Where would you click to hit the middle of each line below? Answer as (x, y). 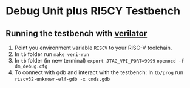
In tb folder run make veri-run (52, 54)
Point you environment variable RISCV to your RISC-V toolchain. (93, 48)
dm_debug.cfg (31, 66)
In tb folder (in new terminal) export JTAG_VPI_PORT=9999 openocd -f (99, 61)
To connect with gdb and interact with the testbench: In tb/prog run (99, 72)
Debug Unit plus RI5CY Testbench (93, 11)
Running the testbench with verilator (76, 33)
